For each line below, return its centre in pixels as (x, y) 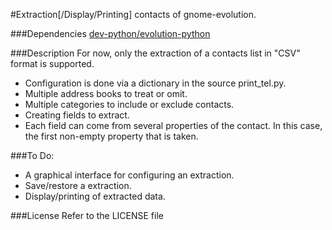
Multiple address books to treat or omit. (106, 93)
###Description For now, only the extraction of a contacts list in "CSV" (155, 53)
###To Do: (32, 155)
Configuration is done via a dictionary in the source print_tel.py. (155, 83)
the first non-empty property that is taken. (111, 136)
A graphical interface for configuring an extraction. (129, 175)
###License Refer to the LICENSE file (87, 215)
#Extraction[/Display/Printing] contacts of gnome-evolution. (133, 14)
